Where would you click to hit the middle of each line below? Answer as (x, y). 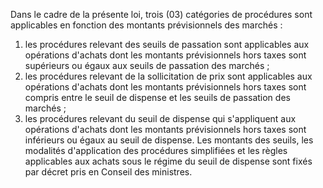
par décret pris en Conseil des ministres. (108, 172)
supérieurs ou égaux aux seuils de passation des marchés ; (147, 65)
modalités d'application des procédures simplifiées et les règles (156, 150)
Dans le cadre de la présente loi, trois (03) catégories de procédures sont (161, 14)
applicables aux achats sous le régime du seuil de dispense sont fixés (168, 161)
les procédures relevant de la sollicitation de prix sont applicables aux (168, 76)
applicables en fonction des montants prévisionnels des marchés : (146, 25)
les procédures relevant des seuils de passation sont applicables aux (167, 44)
